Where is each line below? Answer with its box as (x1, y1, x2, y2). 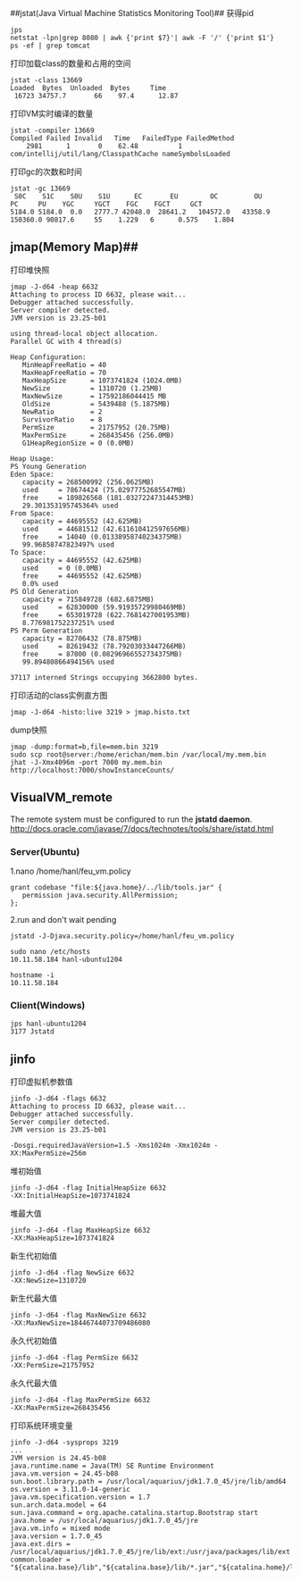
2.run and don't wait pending (10, 914, 117, 924)
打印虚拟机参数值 (10, 1076, 73, 1087)
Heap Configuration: (10, 352, 88, 362)
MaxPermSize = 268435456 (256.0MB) (21, 431, 175, 439)
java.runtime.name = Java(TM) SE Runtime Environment (10, 1461, 215, 1471)
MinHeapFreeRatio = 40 (21, 360, 106, 369)
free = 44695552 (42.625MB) (21, 571, 143, 581)
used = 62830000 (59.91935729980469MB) (21, 602, 187, 612)
